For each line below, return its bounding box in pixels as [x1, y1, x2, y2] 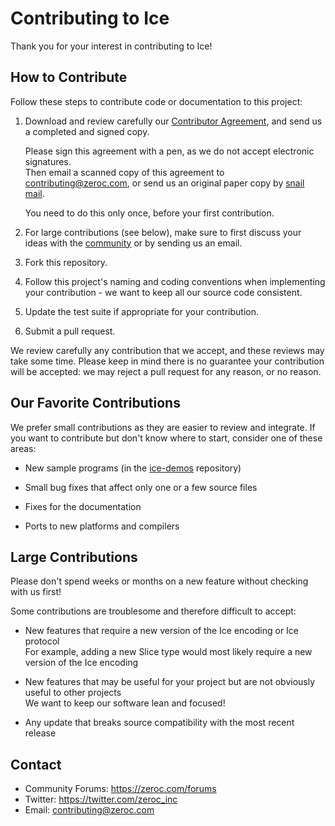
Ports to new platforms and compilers [24, 520, 180, 532]
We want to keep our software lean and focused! [24, 697, 226, 709]
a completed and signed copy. [24, 125, 150, 137]
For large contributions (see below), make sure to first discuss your [24, 226, 302, 238]
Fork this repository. [24, 256, 108, 268]
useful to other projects [24, 687, 122, 699]
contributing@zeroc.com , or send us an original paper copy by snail [24, 177, 305, 189]
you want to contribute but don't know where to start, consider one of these [10, 432, 323, 444]
